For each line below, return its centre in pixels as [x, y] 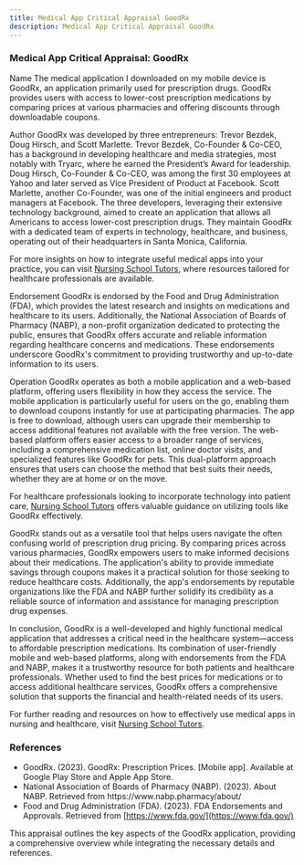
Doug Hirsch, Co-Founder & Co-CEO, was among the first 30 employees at [150, 173]
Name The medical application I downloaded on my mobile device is [138, 78]
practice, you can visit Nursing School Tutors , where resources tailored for [150, 268]
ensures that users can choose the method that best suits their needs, [142, 469]
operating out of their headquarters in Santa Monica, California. [129, 241]
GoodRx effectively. [47, 516]
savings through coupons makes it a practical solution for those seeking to [150, 572]
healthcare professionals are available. [82, 278]
